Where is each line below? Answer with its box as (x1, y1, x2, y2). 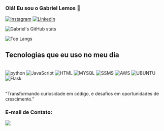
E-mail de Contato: (5, 109, 52, 116)
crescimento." (5, 96, 35, 102)
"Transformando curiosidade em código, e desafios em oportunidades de (5, 90, 159, 96)
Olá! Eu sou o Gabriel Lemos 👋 (5, 5, 81, 12)
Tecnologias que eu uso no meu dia (5, 50, 119, 59)
